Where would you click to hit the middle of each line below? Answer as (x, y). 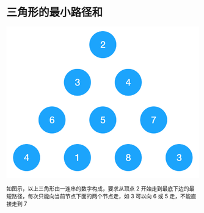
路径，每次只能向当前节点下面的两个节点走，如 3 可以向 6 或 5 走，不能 (101, 197)
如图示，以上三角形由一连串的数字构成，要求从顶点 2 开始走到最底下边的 (98, 189)
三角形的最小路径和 (55, 13)
